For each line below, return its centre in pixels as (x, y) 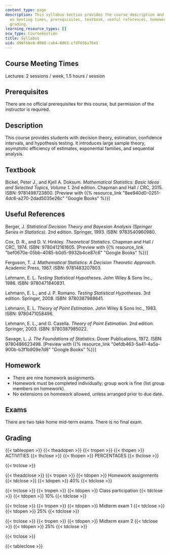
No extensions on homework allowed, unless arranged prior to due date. (88, 394)
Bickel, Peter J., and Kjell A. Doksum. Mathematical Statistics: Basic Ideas (82, 182)
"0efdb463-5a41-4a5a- (136, 344)
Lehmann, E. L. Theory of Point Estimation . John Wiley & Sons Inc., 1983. (81, 308)
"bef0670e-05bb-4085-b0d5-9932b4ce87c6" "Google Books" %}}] (77, 253)
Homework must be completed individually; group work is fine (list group (88, 383)
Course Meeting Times (42, 64)
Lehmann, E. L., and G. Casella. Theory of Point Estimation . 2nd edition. (80, 323)
